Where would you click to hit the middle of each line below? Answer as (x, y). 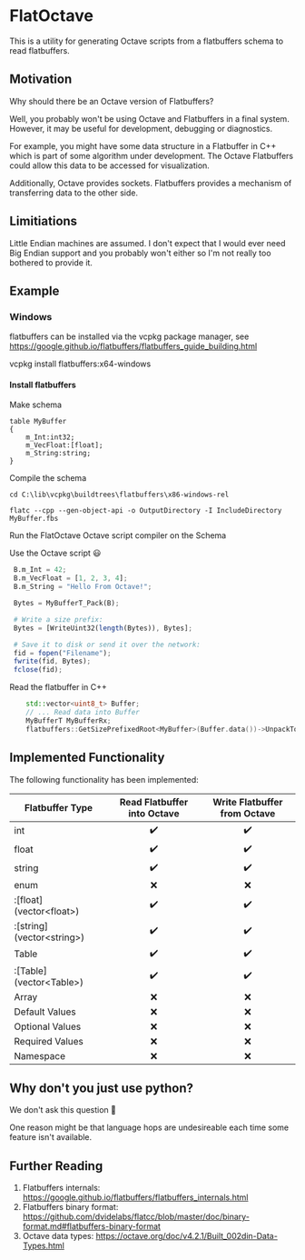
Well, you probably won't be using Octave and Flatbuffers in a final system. (150, 118)
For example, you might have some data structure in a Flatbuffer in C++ (143, 145)
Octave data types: (58, 1236)
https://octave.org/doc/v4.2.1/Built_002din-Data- (187, 1236)
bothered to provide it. (51, 262)
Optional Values (48, 1026)
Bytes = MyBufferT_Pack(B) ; (66, 604)
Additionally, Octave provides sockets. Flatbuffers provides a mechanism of (151, 183)
